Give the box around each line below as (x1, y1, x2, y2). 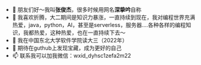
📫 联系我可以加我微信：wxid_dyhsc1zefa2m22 (12, 52, 132, 59)
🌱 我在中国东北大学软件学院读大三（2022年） (12, 37, 128, 44)
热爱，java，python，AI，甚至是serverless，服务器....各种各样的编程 (12, 21, 186, 28)
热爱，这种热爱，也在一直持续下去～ (33, 29, 126, 36)
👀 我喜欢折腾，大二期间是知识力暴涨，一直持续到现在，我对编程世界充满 (12, 13, 195, 21)
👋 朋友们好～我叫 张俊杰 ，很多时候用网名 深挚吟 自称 (12, 6, 141, 13)
